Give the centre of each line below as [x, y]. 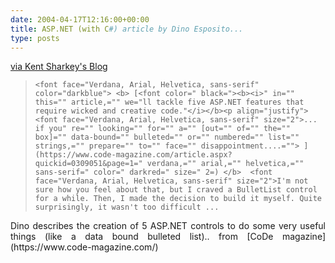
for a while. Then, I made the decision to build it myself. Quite [178, 199]
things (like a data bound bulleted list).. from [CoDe [142, 237]
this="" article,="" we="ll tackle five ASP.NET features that [169, 102]
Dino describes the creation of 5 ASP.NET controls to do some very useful [168, 226]
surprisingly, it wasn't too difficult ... [127, 207]
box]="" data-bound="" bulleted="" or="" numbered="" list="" [167, 137]
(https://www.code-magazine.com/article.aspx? [133, 155]
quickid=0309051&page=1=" [88, 164]
